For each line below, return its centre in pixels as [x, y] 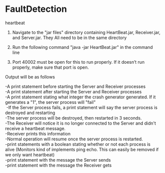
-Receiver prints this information [38, 133]
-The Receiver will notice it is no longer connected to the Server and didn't [81, 123]
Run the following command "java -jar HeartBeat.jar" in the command [82, 47]
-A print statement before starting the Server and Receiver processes [75, 86]
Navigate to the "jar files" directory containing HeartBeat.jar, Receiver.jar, [86, 32]
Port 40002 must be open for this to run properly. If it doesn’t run [78, 62]
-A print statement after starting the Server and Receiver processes [73, 91]
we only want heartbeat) [30, 155]
